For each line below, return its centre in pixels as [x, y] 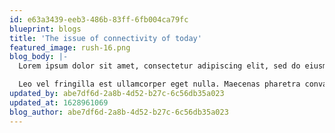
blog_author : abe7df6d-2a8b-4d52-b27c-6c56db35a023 [119, 112]
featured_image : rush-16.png [70, 47]
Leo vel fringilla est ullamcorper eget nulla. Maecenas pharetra [159, 84]
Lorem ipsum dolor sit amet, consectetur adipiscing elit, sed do [159, 66]
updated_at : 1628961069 [59, 102]
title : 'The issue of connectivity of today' [105, 38]
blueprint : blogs [45, 29]
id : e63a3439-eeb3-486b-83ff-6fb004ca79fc [99, 19]
